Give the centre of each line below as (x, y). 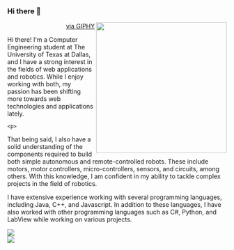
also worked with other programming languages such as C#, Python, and (112, 212)
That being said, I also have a (49, 139)
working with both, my (39, 84)
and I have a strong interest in (50, 62)
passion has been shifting (44, 92)
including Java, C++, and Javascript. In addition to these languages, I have (114, 205)
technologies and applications (50, 107)
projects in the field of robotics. (52, 184)
